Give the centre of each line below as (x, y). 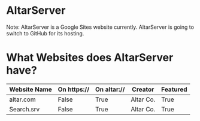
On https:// (74, 89)
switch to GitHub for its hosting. (45, 33)
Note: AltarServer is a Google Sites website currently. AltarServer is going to (100, 27)
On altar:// (110, 89)
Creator (143, 89)
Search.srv (25, 109)
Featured (174, 89)
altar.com (22, 99)
